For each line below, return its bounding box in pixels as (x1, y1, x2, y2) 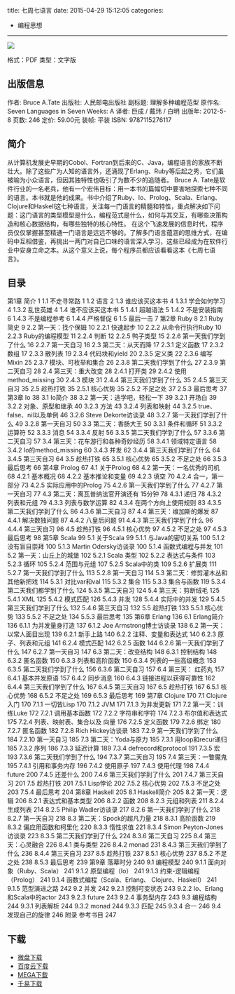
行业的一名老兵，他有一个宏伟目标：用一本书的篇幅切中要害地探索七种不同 (13, 184, 228, 193)
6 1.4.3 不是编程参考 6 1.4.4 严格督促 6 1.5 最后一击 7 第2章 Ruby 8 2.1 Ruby (7, 314, 224, 323)
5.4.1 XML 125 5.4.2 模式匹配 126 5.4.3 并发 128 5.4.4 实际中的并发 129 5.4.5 (7, 595, 225, 603)
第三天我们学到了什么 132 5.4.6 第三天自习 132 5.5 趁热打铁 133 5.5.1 (7, 604, 204, 612)
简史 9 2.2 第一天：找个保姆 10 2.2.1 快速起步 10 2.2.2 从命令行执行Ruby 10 (7, 323, 222, 332)
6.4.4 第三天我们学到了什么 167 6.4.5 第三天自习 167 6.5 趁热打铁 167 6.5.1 (7, 683, 220, 691)
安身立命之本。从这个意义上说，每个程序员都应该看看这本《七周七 (19, 246, 210, 254)
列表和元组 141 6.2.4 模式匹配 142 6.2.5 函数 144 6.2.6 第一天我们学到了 (19, 639, 225, 647)
